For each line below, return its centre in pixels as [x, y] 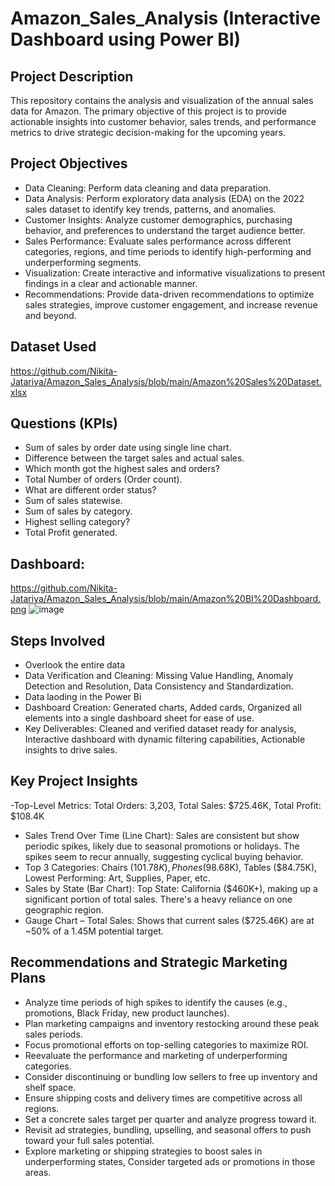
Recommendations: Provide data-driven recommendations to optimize [169, 294]
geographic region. [64, 909]
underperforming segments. [83, 262]
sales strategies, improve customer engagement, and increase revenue [171, 304]
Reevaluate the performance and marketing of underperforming [156, 1055]
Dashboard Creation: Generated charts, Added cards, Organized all [163, 708]
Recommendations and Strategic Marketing [149, 962]
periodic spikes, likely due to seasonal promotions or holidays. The [162, 846]
